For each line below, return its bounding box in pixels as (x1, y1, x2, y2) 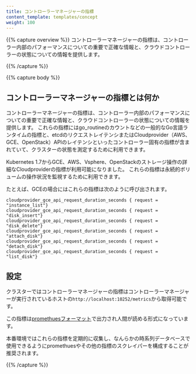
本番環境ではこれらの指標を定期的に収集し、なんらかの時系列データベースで (6, 335, 191, 342)
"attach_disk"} (6, 233, 43, 240)
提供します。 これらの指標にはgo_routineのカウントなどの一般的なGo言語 (6, 124, 183, 131)
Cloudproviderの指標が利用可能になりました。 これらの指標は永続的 (16, 166, 180, 173)
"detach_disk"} (6, 244, 43, 250)
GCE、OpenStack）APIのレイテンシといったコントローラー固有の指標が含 (6, 139, 185, 146)
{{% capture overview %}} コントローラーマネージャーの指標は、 (6, 36, 163, 43)
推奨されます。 (6, 350, 42, 356)
